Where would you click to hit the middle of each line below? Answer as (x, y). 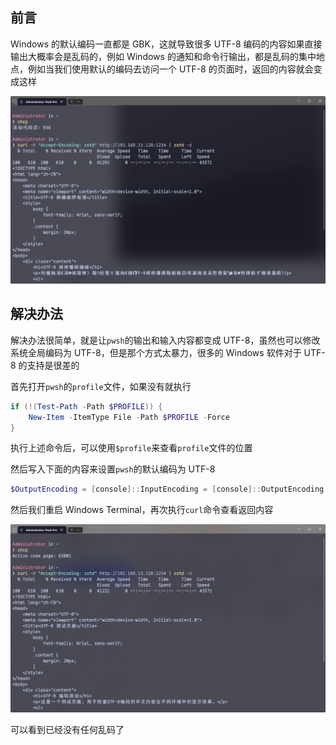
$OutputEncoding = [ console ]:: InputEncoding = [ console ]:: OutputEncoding (167, 489)
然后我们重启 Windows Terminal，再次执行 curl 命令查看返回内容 (142, 510)
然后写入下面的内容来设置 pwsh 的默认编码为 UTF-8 (113, 469)
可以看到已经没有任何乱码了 (67, 729)
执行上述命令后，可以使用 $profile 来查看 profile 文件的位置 (131, 448)
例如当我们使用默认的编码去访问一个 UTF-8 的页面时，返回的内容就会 (170, 69)
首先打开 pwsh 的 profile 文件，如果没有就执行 (101, 386)
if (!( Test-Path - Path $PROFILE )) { (86, 406)
